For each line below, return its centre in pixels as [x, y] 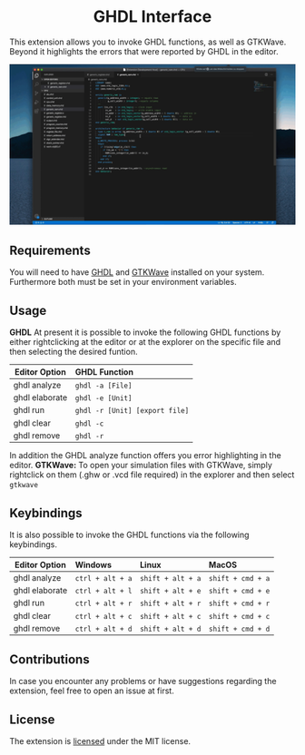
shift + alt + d [170, 629]
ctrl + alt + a [103, 578]
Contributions [49, 659]
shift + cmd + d [239, 629]
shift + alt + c [170, 616]
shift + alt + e [170, 592]
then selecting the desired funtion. [74, 352]
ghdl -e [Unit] [103, 398]
